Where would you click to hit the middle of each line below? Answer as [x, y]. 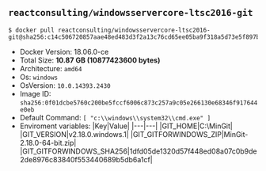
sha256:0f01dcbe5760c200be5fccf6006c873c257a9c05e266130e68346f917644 [139, 103]
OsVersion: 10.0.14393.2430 [65, 85]
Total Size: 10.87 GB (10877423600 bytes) [90, 60]
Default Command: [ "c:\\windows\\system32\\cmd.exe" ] [115, 117]
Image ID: [35, 93]
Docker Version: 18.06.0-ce [64, 51]
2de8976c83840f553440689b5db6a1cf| [86, 159]
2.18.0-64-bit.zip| [48, 142]
